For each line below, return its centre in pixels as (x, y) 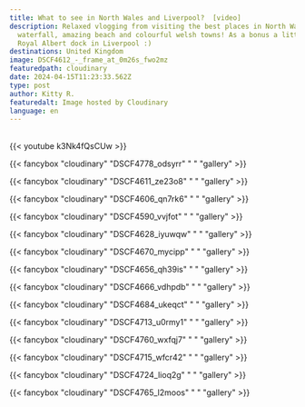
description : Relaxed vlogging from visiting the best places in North (148, 26)
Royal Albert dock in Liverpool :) (85, 43)
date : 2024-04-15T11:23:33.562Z (70, 77)
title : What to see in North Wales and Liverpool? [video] (126, 18)
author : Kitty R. (42, 94)
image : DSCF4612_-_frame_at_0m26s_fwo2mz (89, 60)
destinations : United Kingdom (67, 52)
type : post (30, 85)
